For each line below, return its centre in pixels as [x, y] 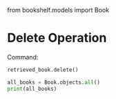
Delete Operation [57, 38]
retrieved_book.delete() [43, 70]
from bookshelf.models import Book [58, 10]
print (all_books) [32, 89]
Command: [23, 57]
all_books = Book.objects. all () [54, 82]
